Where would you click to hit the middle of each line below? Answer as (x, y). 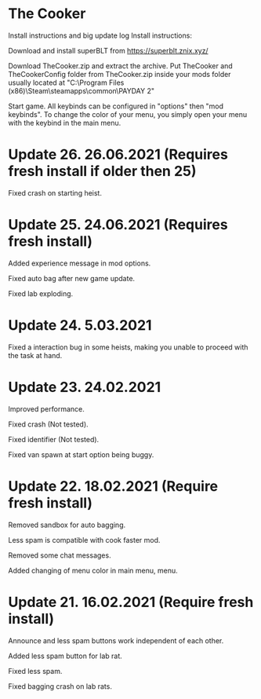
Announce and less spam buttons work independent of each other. (116, 640)
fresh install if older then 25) (103, 172)
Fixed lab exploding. (41, 293)
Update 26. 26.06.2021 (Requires (118, 155)
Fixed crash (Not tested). (48, 424)
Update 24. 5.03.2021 (80, 325)
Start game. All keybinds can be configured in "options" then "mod (116, 106)
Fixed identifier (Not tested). (54, 439)
